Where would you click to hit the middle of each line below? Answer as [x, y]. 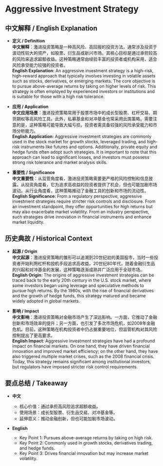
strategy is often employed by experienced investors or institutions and [83, 91]
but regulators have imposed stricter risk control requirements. [75, 367]
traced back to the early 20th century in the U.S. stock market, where [82, 280]
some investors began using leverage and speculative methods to [78, 285]
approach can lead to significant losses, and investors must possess [81, 157]
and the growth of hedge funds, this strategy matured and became [79, 295]
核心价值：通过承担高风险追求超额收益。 [60, 406]
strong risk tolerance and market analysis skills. [60, 162]
